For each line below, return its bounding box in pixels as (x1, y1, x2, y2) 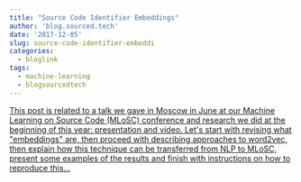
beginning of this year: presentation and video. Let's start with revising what (9, 123, 292, 135)
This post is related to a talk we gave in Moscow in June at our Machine (9, 105, 276, 115)
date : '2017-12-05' (9, 30, 83, 39)
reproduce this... (9, 162, 70, 173)
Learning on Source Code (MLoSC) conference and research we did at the (9, 114, 287, 125)
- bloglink (17, 55, 59, 64)
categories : (9, 47, 54, 56)
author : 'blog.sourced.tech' (9, 22, 119, 31)
